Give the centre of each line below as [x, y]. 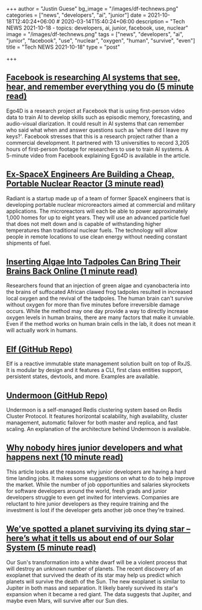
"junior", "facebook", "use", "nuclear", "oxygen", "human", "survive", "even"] [101, 41]
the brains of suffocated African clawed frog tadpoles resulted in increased [99, 292]
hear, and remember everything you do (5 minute [100, 87]
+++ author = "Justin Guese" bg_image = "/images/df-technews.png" [92, 9]
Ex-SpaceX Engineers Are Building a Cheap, [90, 175]
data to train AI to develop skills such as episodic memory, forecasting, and [99, 117]
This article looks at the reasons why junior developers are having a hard [96, 472]
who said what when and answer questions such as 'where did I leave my [97, 130]
